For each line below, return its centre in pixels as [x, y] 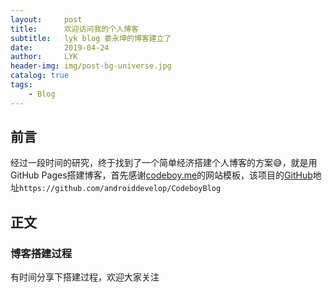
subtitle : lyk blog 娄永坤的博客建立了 [91, 38]
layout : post [46, 19]
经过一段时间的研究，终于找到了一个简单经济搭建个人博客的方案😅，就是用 [164, 163]
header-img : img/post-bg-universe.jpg [91, 66]
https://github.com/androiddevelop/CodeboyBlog [120, 189]
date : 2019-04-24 [60, 47]
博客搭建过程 [41, 253]
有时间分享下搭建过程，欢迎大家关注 [85, 277]
